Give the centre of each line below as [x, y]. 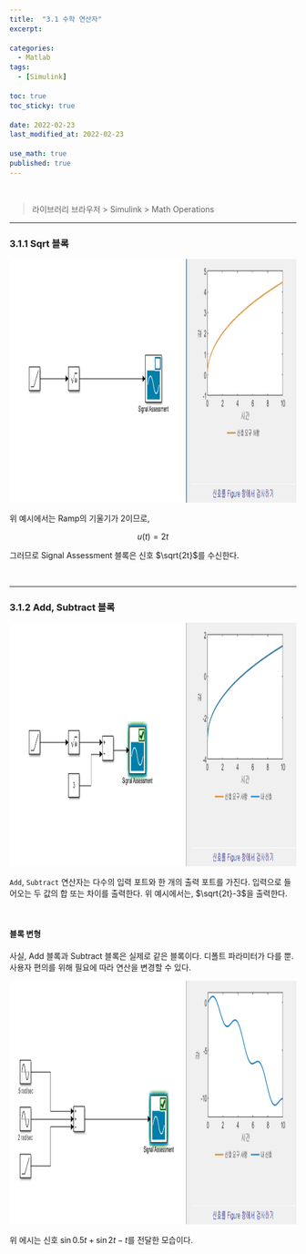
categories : [32, 48]
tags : [20, 67]
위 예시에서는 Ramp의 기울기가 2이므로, [80, 518]
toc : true [28, 96]
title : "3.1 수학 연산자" [56, 19]
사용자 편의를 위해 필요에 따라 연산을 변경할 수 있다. [100, 967]
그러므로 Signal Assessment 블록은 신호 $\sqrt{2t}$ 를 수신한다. [124, 556]
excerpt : [26, 29]
